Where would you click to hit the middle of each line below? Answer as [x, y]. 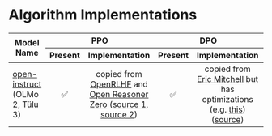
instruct [27, 84]
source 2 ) [119, 114]
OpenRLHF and [119, 84]
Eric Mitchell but [228, 79]
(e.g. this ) [227, 109]
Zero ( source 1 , [119, 104]
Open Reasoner [119, 94]
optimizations [227, 99]
